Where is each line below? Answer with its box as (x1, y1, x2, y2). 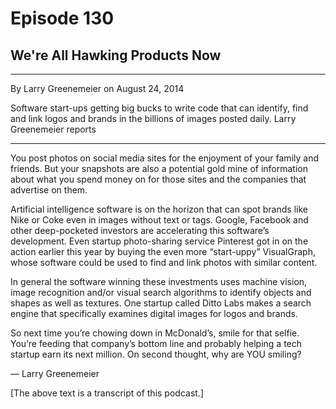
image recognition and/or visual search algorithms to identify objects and (10, 287, 312, 298)
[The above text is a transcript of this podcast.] (10, 387, 205, 399)
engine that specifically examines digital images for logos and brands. (10, 308, 298, 319)
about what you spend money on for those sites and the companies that (10, 173, 307, 185)
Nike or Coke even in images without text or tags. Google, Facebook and (10, 214, 309, 226)
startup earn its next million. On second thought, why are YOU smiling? (10, 348, 302, 360)
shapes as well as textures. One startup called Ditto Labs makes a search (10, 297, 312, 309)
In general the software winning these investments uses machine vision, (10, 276, 308, 287)
